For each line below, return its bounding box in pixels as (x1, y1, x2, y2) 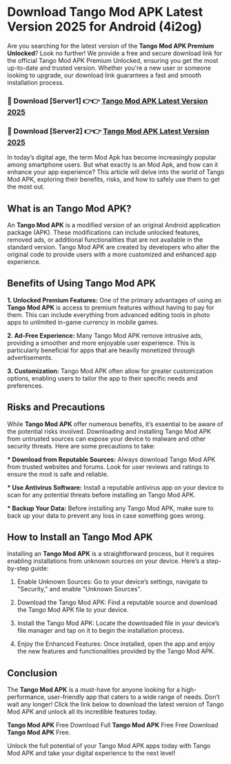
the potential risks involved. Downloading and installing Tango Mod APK (7, 427, 212, 435)
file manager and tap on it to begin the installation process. (17, 627, 185, 635)
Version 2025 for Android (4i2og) (7, 19, 202, 35)
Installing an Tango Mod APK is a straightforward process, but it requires (7, 550, 214, 558)
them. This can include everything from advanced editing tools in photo (7, 310, 210, 318)
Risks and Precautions (7, 401, 106, 413)
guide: (30, 564, 49, 573)
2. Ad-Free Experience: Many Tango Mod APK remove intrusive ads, (7, 331, 203, 339)
